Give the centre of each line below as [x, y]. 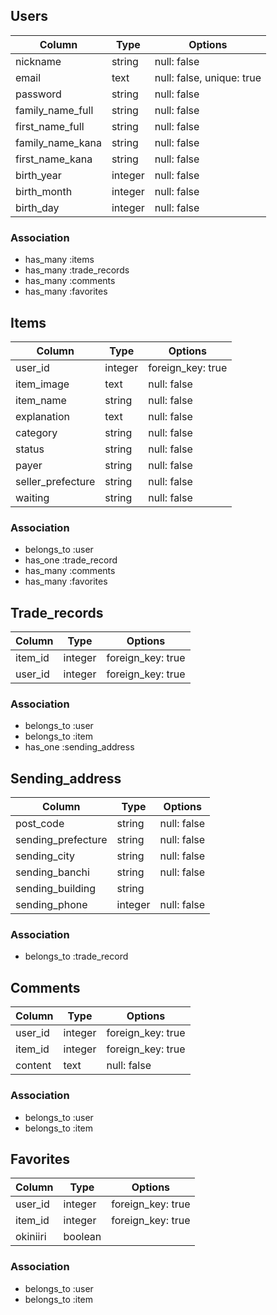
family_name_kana [58, 142]
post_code [40, 824]
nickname [38, 61]
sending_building [55, 889]
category [36, 432]
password [38, 94]
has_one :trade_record [71, 560]
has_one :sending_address [79, 747]
